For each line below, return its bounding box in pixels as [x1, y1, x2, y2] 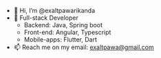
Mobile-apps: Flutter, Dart [23, 35, 98, 44]
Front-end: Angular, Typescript [23, 28, 111, 36]
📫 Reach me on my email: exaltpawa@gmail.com [13, 43, 154, 51]
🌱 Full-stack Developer [13, 14, 79, 22]
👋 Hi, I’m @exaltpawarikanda [13, 7, 95, 14]
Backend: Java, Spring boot [23, 21, 103, 29]
